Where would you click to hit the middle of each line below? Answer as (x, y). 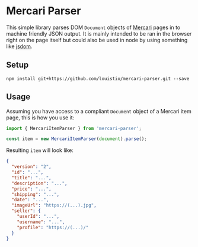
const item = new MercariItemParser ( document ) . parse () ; (76, 139)
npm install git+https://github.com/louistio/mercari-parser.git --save (98, 78)
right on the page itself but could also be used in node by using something (97, 40)
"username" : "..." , (41, 222)
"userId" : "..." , (38, 217)
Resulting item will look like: (40, 150)
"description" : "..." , (39, 183)
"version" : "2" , (31, 167)
